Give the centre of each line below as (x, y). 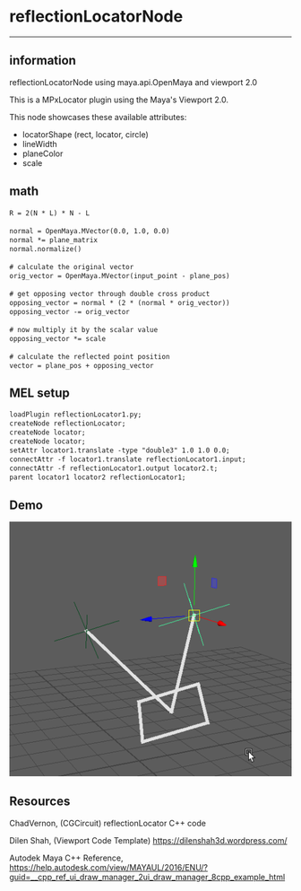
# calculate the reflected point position (90, 356)
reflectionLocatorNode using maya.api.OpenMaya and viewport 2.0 (133, 82)
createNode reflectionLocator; (68, 424)
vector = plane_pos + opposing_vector (82, 365)
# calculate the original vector (72, 266)
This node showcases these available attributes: (98, 117)
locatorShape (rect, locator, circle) (86, 134)
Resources (40, 802)
